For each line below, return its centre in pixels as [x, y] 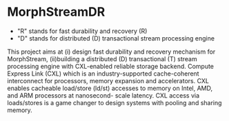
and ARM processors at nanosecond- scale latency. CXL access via [103, 95]
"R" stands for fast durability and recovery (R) [82, 31]
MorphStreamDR [56, 12]
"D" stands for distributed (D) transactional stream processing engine [116, 38]
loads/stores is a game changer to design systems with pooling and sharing [114, 102]
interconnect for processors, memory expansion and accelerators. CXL [108, 80]
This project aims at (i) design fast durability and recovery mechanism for [111, 52]
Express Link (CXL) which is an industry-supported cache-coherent [103, 74]
